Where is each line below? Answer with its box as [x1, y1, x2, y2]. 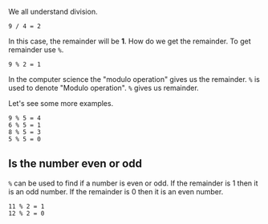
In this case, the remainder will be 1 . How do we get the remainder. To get [8, 36, 251, 46]
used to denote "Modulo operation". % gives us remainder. [8, 83, 199, 92]
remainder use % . [8, 45, 64, 55]
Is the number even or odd [8, 157, 143, 171]
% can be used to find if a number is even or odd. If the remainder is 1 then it [8, 178, 258, 188]
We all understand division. [8, 7, 98, 16]
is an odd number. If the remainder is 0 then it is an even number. [8, 186, 224, 196]
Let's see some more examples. [8, 99, 114, 108]
